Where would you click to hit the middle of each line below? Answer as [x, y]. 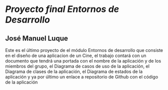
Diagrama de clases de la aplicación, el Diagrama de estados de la [74, 71]
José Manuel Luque [37, 38]
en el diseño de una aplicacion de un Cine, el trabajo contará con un [76, 55]
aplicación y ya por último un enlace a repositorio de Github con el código [82, 77]
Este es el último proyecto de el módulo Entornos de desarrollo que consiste [84, 50]
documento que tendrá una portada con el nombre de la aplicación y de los [83, 61]
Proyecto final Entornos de [62, 9]
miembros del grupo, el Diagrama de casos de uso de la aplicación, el [77, 66]
